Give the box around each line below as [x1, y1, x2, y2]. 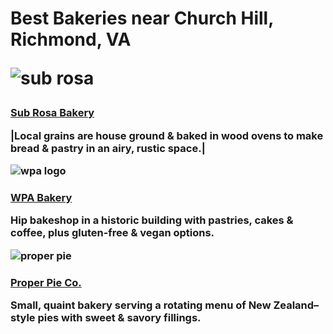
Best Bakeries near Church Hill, [10, 7, 274, 30]
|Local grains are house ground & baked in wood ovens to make [10, 128, 324, 142]
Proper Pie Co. [10, 275, 82, 289]
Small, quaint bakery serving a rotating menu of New [10, 298, 272, 312]
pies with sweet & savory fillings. [37, 310, 202, 324]
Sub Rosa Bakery [10, 106, 95, 120]
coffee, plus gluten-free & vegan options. [10, 226, 215, 240]
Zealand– [273, 298, 320, 312]
